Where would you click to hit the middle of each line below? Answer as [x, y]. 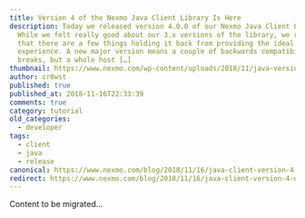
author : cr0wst [38, 77]
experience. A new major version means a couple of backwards [138, 52]
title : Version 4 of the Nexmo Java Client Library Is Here [126, 18]
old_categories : [40, 119]
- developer [40, 128]
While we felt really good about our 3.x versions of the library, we [154, 35]
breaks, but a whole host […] [74, 60]
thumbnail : [30, 69]
